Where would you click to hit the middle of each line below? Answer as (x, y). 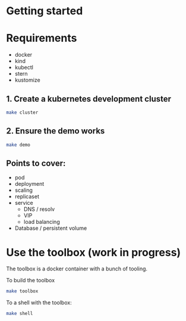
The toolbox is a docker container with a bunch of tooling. (77, 269)
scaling (23, 190)
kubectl (24, 67)
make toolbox (22, 291)
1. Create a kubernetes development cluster (89, 99)
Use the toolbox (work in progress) (94, 252)
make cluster (22, 112)
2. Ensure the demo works (56, 131)
